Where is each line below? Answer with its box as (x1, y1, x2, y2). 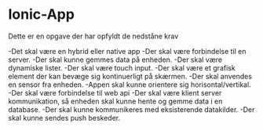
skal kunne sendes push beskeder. (8, 113, 121, 122)
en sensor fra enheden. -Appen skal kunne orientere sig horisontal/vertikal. (8, 80, 251, 89)
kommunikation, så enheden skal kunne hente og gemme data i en (8, 96, 223, 106)
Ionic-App (8, 5, 75, 23)
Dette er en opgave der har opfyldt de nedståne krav (8, 31, 179, 41)
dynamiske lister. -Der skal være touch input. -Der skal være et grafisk (8, 63, 236, 72)
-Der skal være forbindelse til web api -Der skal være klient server (8, 88, 222, 97)
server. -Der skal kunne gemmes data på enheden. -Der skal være (8, 55, 222, 64)
